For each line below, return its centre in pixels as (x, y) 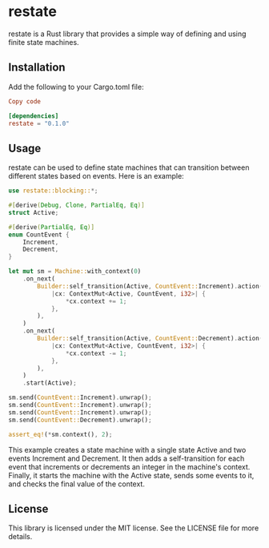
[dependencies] (34, 116)
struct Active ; (34, 212)
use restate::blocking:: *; (53, 191)
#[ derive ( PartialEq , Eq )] (51, 227)
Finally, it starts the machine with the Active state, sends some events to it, (131, 475)
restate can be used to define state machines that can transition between (129, 167)
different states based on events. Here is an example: (96, 176)
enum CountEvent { (39, 235)
